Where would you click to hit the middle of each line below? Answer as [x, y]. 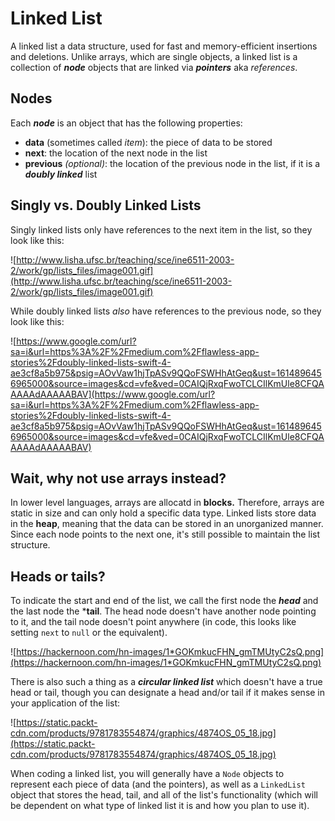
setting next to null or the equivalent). [89, 633]
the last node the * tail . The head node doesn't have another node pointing [163, 611]
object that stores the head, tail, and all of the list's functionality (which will [164, 795]
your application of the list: [65, 703]
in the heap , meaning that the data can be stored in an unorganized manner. [167, 524]
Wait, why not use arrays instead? [118, 478]
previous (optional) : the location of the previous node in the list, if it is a [172, 163]
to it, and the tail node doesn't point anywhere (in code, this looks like [153, 622]
